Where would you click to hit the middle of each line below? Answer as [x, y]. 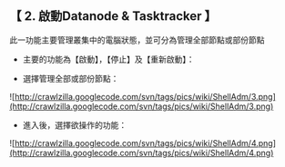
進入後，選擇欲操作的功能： [75, 124]
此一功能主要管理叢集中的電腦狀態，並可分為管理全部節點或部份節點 [137, 40]
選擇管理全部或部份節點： [71, 78]
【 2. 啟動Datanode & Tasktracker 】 [113, 16]
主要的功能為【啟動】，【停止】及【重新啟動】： [108, 59]
